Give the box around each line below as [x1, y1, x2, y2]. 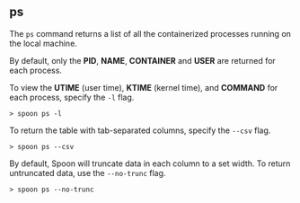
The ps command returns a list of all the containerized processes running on [9, 28, 292, 39]
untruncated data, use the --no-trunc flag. [9, 167, 166, 178]
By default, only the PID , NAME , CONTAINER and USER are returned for [9, 55, 276, 66]
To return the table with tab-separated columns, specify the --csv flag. [9, 125, 271, 136]
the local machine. [9, 38, 78, 49]
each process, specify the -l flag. [9, 92, 135, 102]
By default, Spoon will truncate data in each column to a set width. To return [9, 158, 291, 169]
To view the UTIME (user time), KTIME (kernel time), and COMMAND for [9, 82, 278, 93]
